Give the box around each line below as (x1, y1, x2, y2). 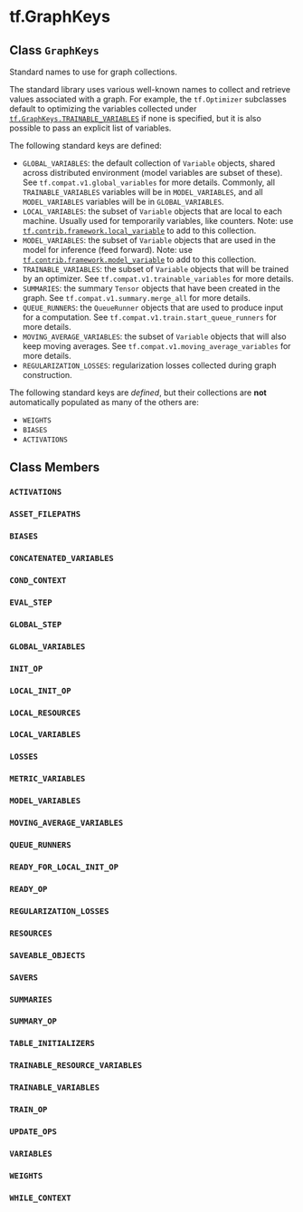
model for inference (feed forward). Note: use (22, 245, 193, 255)
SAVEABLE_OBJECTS (9, 950, 86, 960)
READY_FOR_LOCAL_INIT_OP (9, 861, 119, 872)
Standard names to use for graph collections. (9, 66, 178, 77)
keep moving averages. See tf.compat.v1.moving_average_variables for (22, 341, 291, 351)
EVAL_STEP (9, 596, 52, 607)
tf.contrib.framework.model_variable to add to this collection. (22, 254, 257, 265)
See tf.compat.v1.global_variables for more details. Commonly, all (22, 177, 276, 188)
